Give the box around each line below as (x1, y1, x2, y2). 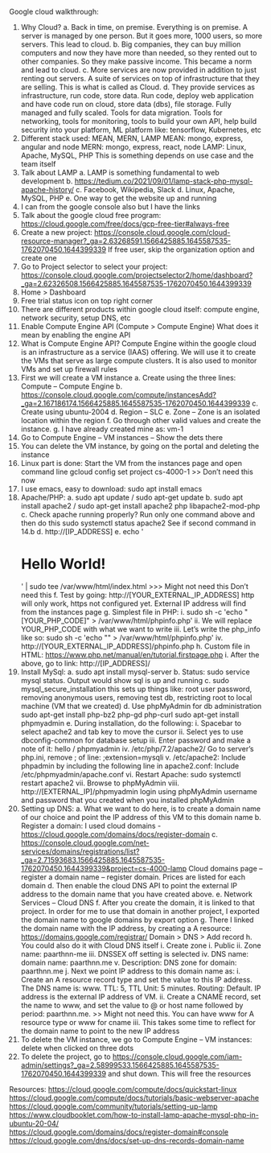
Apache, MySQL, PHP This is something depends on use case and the (20, 150, 254, 160)
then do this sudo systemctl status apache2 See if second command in (20, 518, 257, 528)
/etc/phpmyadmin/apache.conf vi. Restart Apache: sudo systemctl (20, 769, 241, 779)
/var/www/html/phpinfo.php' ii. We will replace (98, 616, 253, 625)
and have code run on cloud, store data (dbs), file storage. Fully (20, 100, 232, 109)
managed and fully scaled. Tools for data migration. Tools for (20, 108, 224, 117)
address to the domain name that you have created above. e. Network (20, 889, 253, 899)
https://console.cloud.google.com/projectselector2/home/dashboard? (20, 270, 253, 280)
